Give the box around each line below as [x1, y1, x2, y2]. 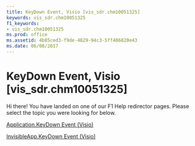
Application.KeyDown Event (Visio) [6, 120, 94, 128]
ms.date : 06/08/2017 [6, 43, 59, 49]
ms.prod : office [6, 32, 48, 38]
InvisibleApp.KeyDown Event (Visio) [6, 133, 96, 140]
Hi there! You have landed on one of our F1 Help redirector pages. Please [6, 102, 190, 110]
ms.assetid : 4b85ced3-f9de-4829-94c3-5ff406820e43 [6, 37, 138, 43]
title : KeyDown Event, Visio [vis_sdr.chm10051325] [6, 9, 140, 15]
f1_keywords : [6, 20, 40, 26]
